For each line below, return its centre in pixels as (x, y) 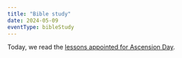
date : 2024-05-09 (33, 21)
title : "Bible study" (39, 14)
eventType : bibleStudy (41, 27)
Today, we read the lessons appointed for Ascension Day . (91, 47)
